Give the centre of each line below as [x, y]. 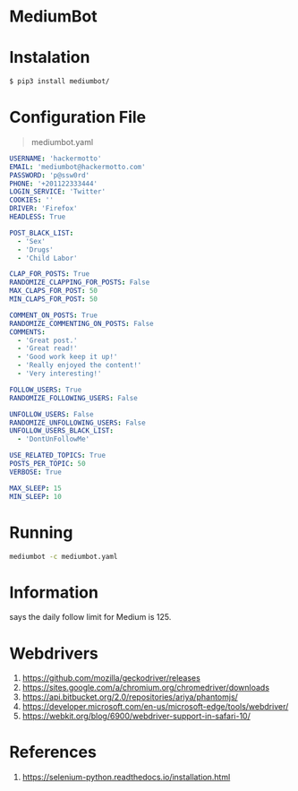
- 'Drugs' [35, 249]
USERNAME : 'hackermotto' [55, 159]
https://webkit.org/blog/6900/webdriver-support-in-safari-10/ [136, 716]
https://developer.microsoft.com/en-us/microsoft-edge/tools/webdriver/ [155, 707]
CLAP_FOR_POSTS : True [50, 274]
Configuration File [78, 117]
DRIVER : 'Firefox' [43, 209]
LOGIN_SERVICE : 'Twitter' [57, 192]
